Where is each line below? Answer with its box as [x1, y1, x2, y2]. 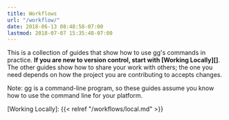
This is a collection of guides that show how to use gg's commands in [7, 49, 206, 57]
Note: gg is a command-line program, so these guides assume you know [7, 84, 214, 92]
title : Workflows [7, 10, 57, 17]
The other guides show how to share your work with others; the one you [7, 63, 213, 71]
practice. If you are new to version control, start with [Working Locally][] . [7, 56, 220, 65]
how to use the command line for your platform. [7, 92, 143, 100]
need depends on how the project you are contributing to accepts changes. [7, 71, 223, 79]
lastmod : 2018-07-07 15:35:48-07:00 [7, 29, 113, 37]
